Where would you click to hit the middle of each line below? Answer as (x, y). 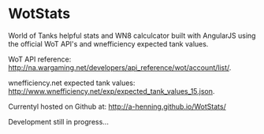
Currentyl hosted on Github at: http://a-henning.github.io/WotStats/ (117, 106)
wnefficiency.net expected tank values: (72, 83)
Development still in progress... (58, 121)
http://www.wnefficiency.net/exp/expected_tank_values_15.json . (112, 91)
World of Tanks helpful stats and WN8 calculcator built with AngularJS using (132, 35)
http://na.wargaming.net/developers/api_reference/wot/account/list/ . (120, 67)
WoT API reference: (40, 59)
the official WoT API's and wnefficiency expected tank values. (108, 43)
